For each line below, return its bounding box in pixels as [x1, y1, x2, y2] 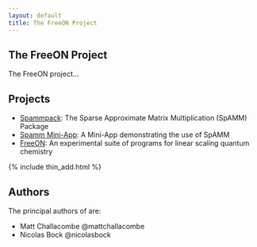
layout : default [8, 11, 62, 20]
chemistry [19, 147, 53, 157]
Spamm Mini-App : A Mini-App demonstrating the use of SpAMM [19, 130, 230, 139]
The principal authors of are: [8, 206, 102, 215]
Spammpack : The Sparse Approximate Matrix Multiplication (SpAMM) [19, 113, 247, 123]
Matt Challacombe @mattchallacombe [19, 221, 145, 230]
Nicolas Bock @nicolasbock [19, 230, 111, 239]
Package [19, 122, 49, 131]
